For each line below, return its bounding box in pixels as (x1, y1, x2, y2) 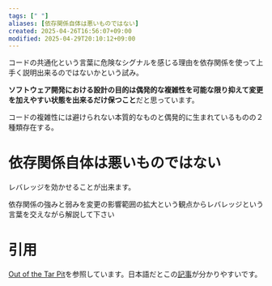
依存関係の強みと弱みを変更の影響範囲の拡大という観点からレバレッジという (8, 199, 264, 209)
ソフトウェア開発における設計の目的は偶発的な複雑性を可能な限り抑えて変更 (8, 85, 264, 95)
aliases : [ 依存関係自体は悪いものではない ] (8, 19, 139, 28)
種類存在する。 (8, 122, 58, 132)
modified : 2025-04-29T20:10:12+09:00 (8, 34, 136, 43)
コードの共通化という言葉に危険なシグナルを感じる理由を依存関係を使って (8, 58, 257, 67)
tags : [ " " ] (8, 11, 49, 20)
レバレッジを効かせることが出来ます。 (8, 182, 136, 192)
